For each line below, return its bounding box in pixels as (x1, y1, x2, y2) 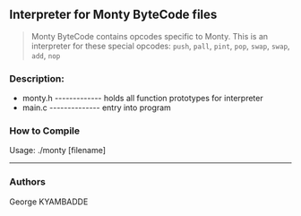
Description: (9, 72, 64, 84)
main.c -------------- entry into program (21, 102, 172, 113)
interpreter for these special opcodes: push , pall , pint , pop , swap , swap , (30, 40, 290, 51)
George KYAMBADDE (9, 196, 89, 207)
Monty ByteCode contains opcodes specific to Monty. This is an (30, 30, 269, 41)
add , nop (30, 49, 61, 61)
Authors (9, 176, 47, 188)
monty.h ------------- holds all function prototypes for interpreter (21, 93, 263, 104)
